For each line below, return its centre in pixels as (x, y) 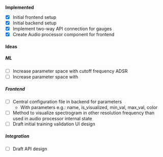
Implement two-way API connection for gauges (62, 29)
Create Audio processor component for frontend (63, 35)
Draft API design (30, 149)
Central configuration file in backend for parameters (67, 101)
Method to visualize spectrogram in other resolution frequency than (84, 113)
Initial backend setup (35, 23)
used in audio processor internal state (52, 119)
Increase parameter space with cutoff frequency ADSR (70, 71)
